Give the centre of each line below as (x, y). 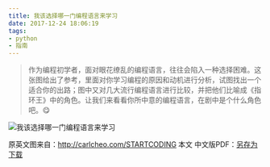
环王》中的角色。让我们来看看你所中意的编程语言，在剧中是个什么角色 (145, 100)
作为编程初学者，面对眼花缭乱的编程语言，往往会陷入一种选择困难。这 (145, 70)
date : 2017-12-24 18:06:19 (54, 23)
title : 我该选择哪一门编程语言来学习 (63, 16)
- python (23, 38)
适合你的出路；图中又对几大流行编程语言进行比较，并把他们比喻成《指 (145, 90)
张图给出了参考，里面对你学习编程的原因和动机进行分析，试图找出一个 (145, 80)
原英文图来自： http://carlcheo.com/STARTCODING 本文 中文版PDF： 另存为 (133, 144)
